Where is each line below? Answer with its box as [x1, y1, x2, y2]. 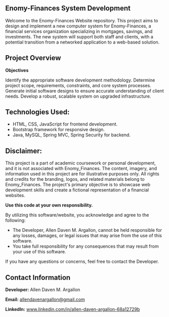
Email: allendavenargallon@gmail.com [5, 296, 85, 303]
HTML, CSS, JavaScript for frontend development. [12, 121, 118, 127]
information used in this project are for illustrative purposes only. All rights [5, 171, 159, 177]
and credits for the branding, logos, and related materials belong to [5, 176, 145, 182]
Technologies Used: [5, 108, 70, 116]
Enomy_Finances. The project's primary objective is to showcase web [5, 182, 151, 188]
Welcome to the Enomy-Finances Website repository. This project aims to [5, 17, 158, 23]
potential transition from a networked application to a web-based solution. [5, 39, 160, 45]
